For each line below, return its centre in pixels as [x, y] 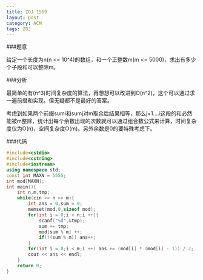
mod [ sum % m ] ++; [61, 232]
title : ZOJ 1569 [27, 12]
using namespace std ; [34, 170]
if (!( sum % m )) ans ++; [67, 238]
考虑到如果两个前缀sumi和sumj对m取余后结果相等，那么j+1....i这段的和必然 [99, 113]
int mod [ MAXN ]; [25, 181]
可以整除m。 [43, 67]
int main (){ [21, 187]
